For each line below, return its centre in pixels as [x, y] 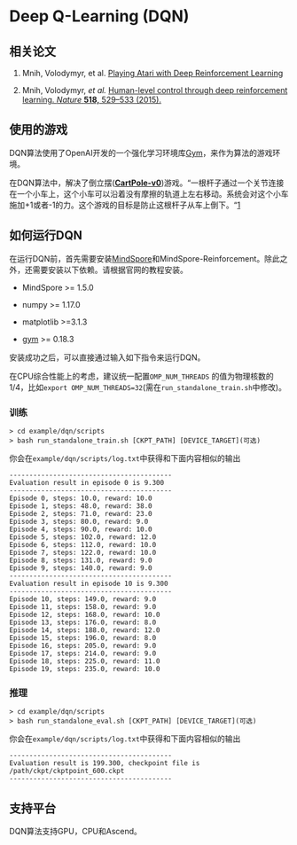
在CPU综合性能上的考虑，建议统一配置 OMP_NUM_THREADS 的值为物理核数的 [141, 376]
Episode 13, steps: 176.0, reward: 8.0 [83, 622]
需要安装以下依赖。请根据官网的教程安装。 [110, 270]
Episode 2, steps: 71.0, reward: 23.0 [81, 513]
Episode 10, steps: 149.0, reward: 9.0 [83, 599]
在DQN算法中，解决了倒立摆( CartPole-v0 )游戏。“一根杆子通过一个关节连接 [147, 183]
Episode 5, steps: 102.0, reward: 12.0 [83, 537]
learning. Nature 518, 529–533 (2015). [92, 100]
